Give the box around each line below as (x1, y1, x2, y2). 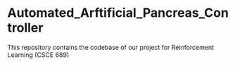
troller (7, 20, 44, 36)
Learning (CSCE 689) (7, 51, 70, 59)
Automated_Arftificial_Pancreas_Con (7, 5, 229, 21)
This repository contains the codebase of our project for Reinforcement (7, 43, 215, 51)
